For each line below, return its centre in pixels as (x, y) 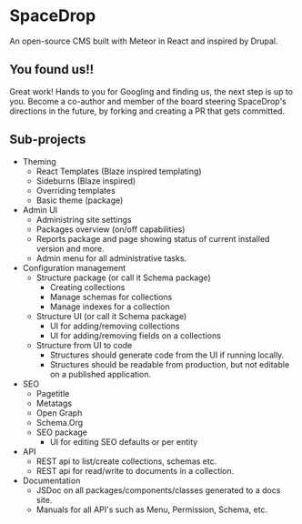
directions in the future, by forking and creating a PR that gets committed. (147, 111)
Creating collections (87, 287)
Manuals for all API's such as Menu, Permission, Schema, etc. (152, 509)
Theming (39, 161)
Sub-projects (48, 140)
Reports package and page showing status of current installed (153, 238)
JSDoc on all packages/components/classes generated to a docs (158, 490)
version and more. (70, 248)
